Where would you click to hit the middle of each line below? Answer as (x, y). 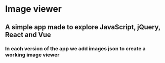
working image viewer (32, 55)
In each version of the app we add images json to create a (75, 48)
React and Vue (28, 34)
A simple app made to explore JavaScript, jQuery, (83, 27)
